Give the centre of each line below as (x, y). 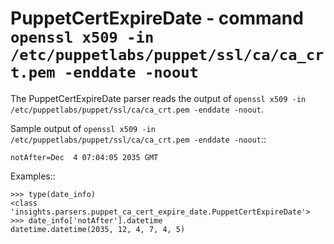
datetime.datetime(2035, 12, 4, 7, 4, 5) (98, 229)
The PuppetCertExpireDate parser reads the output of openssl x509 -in (158, 98)
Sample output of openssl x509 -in (83, 128)
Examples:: (33, 176)
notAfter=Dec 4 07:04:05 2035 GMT (84, 157)
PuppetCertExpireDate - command (157, 18)
